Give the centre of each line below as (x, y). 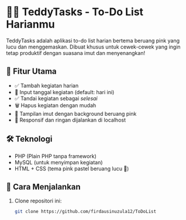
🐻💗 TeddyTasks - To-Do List (75, 12)
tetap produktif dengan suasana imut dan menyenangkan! (75, 53)
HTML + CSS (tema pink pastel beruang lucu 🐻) (72, 169)
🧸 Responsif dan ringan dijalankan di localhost (70, 120)
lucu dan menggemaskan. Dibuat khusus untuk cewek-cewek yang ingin (93, 47)
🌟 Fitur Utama (31, 72)
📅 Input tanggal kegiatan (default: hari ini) (64, 92)
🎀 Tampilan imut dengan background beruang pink (75, 114)
